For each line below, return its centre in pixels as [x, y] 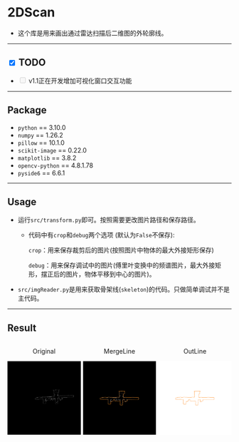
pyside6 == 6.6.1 [41, 173]
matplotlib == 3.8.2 [47, 158]
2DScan [31, 12]
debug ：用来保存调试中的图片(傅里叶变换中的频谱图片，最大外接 [122, 265]
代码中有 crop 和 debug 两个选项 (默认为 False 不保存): [102, 235]
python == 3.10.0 [42, 127]
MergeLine [119, 351]
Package [27, 110]
